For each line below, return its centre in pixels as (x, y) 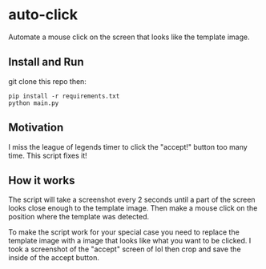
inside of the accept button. (54, 258)
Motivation (36, 128)
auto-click (43, 15)
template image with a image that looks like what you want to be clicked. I (130, 241)
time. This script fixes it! (48, 155)
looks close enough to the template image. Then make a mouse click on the (133, 208)
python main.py (34, 103)
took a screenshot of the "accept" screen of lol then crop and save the (125, 249)
